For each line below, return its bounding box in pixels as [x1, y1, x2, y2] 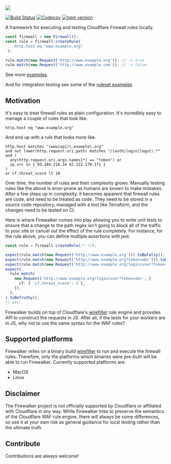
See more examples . [5, 72, 48, 78]
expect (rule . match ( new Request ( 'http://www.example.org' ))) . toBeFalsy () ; [5, 252, 165, 258]
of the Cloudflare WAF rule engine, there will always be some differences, [5, 414, 160, 420]
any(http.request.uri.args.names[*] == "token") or [10, 157, 122, 163]
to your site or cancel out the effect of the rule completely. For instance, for [5, 228, 163, 234]
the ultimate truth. [5, 425, 43, 431]
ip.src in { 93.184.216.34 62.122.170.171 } [10, 162, 106, 167]
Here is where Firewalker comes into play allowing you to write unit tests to [5, 217, 162, 223]
